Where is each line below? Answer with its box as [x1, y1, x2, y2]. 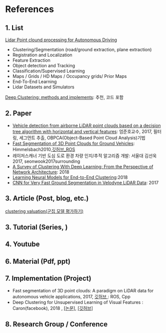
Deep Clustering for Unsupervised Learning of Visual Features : [12, 299, 143, 305]
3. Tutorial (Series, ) [5, 223, 68, 232]
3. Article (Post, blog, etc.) [5, 194, 89, 203]
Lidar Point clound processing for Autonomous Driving [5, 37, 117, 43]
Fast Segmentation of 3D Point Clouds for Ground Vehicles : [12, 140, 135, 146]
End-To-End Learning [12, 79, 57, 84]
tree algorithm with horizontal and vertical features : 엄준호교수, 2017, [12, 128, 152, 134]
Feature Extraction [12, 57, 51, 63]
